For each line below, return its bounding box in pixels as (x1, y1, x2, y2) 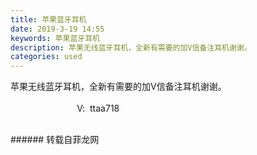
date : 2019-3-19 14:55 (10, 24, 105, 34)
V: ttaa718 (76, 102, 120, 115)
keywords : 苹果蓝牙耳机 (10, 33, 100, 43)
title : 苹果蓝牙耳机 (10, 14, 87, 25)
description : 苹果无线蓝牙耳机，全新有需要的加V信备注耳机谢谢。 (10, 42, 252, 53)
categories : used (10, 52, 83, 62)
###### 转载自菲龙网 (10, 134, 100, 146)
